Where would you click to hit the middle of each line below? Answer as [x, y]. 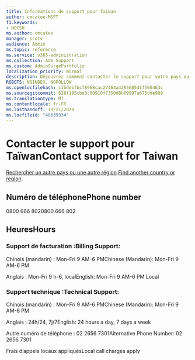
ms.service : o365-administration [47, 55]
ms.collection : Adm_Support [40, 60]
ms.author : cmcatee [30, 33]
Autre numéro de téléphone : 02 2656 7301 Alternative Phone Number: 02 [94, 333]
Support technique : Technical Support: [63, 292]
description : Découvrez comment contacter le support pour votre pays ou [98, 77]
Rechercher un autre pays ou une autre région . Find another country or [90, 173]
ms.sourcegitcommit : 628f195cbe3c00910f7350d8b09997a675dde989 [85, 93]
